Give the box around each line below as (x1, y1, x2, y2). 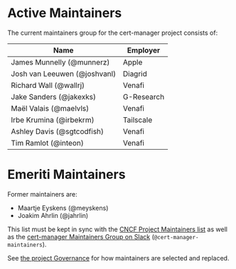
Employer (127, 45, 161, 55)
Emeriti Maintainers (7, 167, 126, 182)
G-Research (122, 92, 165, 101)
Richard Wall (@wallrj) (11, 80, 85, 90)
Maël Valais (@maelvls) (11, 103, 90, 113)
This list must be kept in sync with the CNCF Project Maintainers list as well (7, 225, 227, 234)
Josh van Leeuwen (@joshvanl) (11, 69, 116, 79)
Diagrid (122, 69, 148, 79)
